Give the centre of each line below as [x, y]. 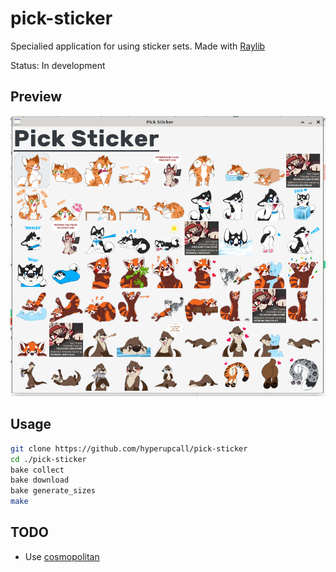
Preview [36, 97]
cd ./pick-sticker [48, 459]
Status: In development [58, 65]
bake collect [37, 470]
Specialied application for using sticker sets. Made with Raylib [138, 46]
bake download [40, 480]
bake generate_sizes [53, 491]
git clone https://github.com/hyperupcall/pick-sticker [129, 448]
